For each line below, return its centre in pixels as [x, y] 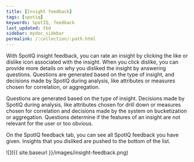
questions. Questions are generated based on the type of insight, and [90, 75]
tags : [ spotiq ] [25, 17]
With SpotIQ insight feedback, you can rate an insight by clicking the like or [97, 56]
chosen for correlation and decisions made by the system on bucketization [96, 111]
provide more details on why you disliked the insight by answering [86, 68]
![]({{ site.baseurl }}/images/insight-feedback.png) [67, 153]
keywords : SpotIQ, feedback [41, 22]
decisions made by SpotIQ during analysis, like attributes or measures [91, 81]
